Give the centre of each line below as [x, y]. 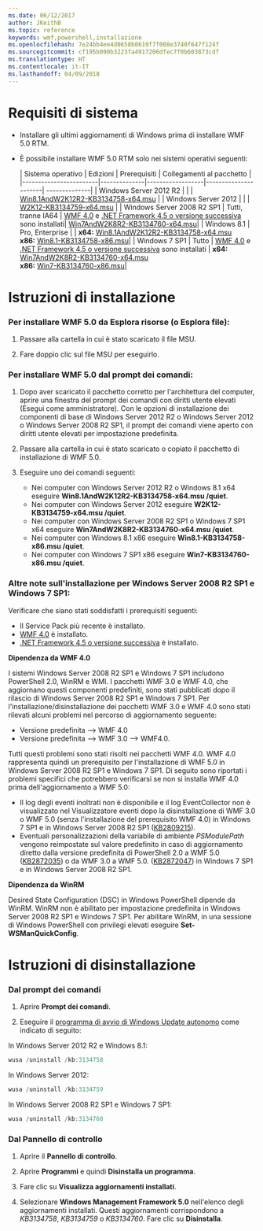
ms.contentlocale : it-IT [49, 67]
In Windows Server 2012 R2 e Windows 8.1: [78, 1046]
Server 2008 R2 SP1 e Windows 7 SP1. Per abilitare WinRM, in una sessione [130, 916]
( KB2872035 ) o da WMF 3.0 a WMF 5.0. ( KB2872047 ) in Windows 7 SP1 [136, 861]
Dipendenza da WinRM [46, 884]
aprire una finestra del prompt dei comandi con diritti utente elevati [128, 400]
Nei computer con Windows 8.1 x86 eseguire [104, 538]
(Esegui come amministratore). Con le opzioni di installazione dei [124, 408]
